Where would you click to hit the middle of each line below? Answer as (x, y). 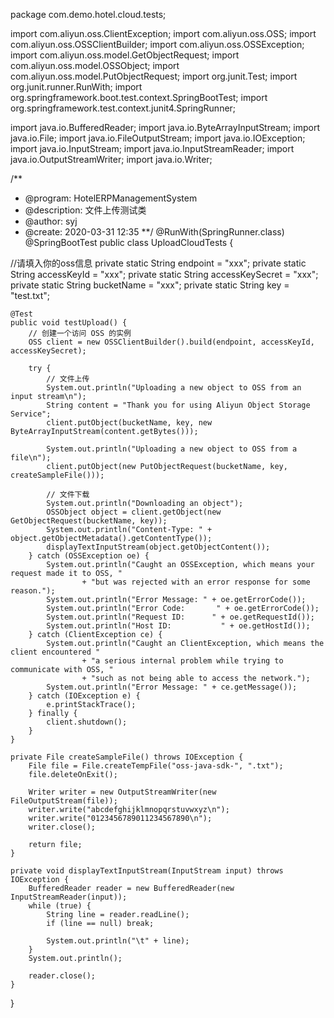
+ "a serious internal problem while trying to (182, 661)
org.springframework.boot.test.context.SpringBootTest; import (139, 97)
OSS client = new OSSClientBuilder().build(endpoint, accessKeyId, (171, 342)
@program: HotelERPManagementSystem (111, 198)
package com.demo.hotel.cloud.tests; (88, 14)
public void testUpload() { (69, 323)
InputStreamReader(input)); (69, 897)
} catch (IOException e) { (84, 696)
